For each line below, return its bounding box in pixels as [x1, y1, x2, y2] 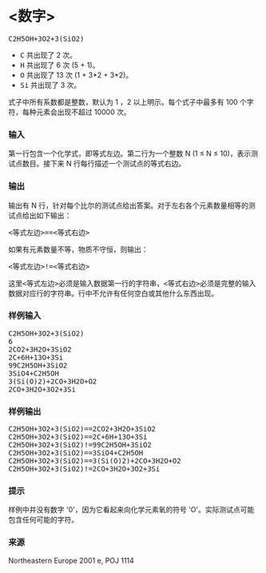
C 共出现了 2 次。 [19, 50, 77, 60]
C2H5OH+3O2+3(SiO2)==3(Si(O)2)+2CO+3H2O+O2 [8, 456, 181, 466]
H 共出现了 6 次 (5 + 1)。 [19, 60, 100, 70]
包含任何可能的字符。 [8, 515, 78, 524]
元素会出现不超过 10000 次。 [35, 107, 131, 117]
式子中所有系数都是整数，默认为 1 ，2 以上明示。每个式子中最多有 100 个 [8, 97, 248, 106]
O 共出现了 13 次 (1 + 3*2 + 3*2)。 [19, 70, 133, 80]
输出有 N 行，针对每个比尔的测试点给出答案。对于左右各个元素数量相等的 [8, 201, 249, 210]
